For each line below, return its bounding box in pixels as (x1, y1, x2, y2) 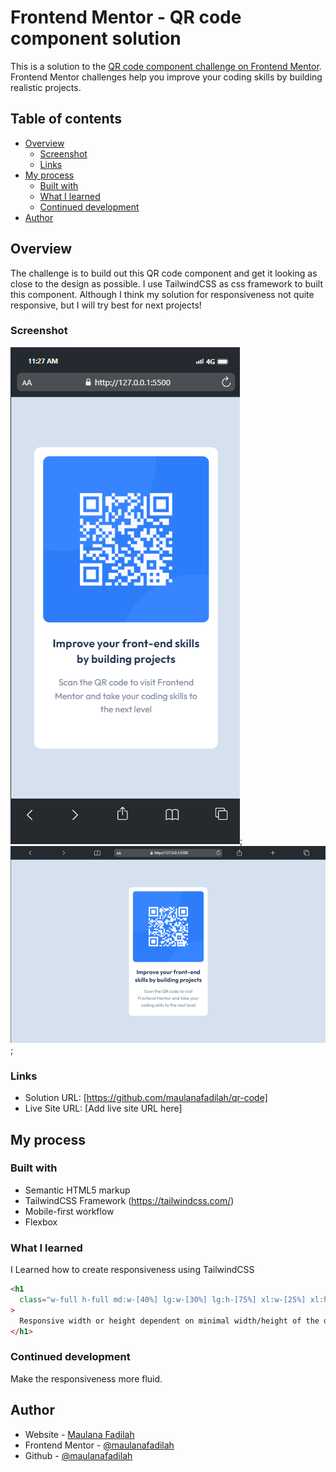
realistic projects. (10, 81, 82, 93)
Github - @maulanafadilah (24, 1449, 133, 1461)
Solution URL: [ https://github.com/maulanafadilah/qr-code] (24, 1092, 268, 1104)
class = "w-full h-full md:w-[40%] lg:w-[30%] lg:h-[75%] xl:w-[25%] (19, 1295, 307, 1305)
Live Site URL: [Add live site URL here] (24, 1102, 183, 1115)
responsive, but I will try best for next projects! (10, 299, 202, 311)
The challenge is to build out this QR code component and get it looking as (10, 267, 318, 279)
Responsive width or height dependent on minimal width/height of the (19, 1316, 320, 1326)
